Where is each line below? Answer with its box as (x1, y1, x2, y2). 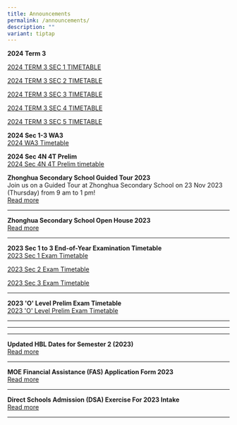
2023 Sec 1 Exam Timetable (7, 252, 88, 260)
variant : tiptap (7, 30, 55, 37)
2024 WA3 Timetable (7, 139, 69, 147)
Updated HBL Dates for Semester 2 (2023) (7, 340, 134, 349)
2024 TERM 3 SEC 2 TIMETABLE (7, 77, 103, 85)
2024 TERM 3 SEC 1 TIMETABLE (7, 63, 102, 71)
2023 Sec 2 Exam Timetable (7, 265, 90, 273)
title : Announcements (7, 10, 71, 18)
